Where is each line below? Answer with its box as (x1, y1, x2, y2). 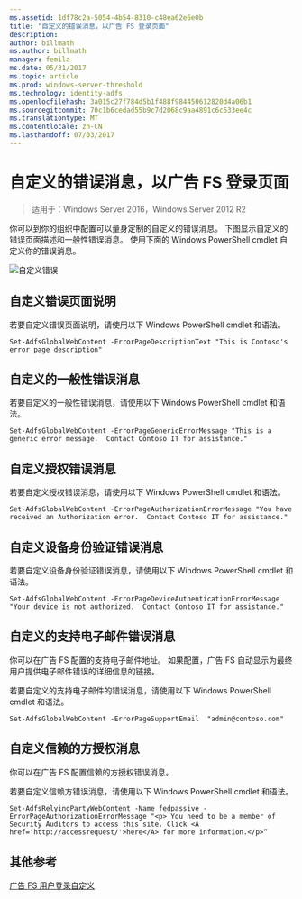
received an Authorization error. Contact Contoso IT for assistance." (9, 513, 288, 522)
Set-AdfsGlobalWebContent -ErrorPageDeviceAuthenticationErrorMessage (9, 594, 280, 604)
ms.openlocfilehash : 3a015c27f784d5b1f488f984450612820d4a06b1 (9, 96, 252, 106)
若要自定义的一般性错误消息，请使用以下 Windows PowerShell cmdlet (9, 398, 268, 408)
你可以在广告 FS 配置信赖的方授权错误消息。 (9, 766, 174, 777)
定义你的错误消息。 (9, 245, 81, 256)
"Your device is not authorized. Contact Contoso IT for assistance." (9, 602, 284, 611)
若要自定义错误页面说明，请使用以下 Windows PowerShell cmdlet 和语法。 (9, 319, 286, 330)
